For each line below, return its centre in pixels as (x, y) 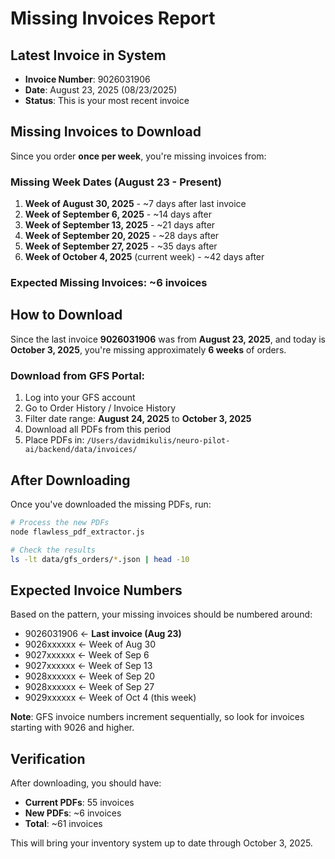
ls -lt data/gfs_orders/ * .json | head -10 (100, 559)
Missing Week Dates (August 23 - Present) (116, 182)
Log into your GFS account (80, 398)
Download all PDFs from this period (98, 429)
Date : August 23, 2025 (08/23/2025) (101, 90)
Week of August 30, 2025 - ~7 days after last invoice (135, 204)
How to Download (66, 315)
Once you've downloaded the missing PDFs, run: (111, 504)
